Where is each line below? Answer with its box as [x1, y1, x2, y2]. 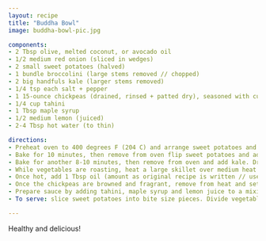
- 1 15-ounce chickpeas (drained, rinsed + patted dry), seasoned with [8, 92, 249, 100]
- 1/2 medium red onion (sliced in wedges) [8, 55, 154, 63]
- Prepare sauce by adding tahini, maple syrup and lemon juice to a [8, 188, 243, 196]
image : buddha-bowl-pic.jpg [8, 26, 101, 34]
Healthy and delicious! [8, 224, 82, 233]
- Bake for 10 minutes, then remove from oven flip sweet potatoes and [8, 151, 249, 159]
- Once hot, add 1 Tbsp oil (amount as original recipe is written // [8, 173, 246, 181]
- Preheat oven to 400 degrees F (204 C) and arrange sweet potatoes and [8, 143, 257, 151]
